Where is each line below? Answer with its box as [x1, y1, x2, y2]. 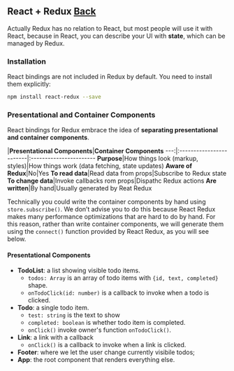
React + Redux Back [7, 6, 96, 17]
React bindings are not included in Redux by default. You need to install [7, 73, 212, 81]
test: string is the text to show [27, 311, 120, 319]
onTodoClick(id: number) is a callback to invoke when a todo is [27, 288, 210, 297]
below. [7, 234, 27, 244]
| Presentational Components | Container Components [7, 147, 164, 155]
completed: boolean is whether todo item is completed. [27, 318, 186, 327]
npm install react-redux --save [7, 94, 101, 101]
